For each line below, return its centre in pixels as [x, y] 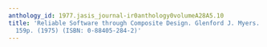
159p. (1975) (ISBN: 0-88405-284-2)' [79, 30]
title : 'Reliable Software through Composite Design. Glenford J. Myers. [134, 23]
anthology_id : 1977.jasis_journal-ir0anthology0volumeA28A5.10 [116, 16]
